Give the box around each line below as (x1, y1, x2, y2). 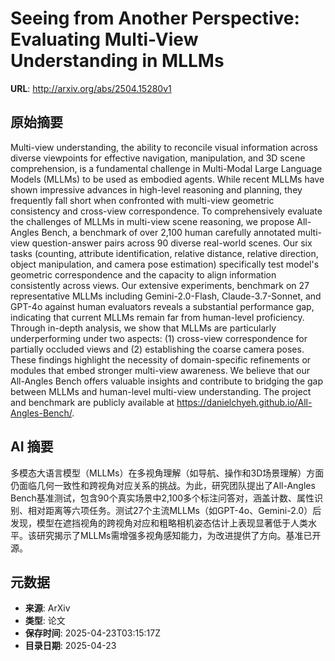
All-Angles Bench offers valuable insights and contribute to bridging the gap (10, 375, 324, 387)
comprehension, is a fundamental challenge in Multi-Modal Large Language (10, 162, 323, 174)
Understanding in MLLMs (10, 50, 225, 72)
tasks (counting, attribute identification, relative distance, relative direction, (10, 247, 319, 259)
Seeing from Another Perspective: (10, 7, 300, 30)
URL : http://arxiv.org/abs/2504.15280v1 (10, 82, 172, 94)
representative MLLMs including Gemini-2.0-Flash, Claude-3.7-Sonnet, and (10, 290, 322, 302)
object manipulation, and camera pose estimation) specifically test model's (10, 258, 320, 270)
